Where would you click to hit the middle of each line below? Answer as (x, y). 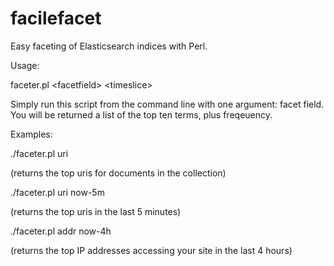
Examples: (31, 134)
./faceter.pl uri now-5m (57, 192)
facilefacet (56, 18)
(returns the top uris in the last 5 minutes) (96, 211)
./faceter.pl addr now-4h (61, 231)
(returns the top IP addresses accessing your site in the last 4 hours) (151, 250)
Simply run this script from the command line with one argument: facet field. (167, 104)
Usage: (25, 65)
